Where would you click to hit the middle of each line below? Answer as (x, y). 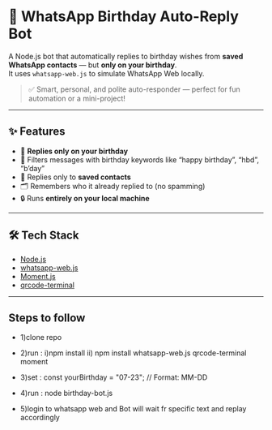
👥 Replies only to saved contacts (75, 177)
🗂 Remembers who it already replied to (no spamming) (113, 186)
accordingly (40, 418)
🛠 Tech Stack (44, 236)
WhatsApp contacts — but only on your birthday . (93, 65)
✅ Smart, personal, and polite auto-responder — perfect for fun (134, 89)
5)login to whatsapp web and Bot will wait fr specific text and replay (133, 409)
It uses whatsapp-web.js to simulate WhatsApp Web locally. (106, 73)
